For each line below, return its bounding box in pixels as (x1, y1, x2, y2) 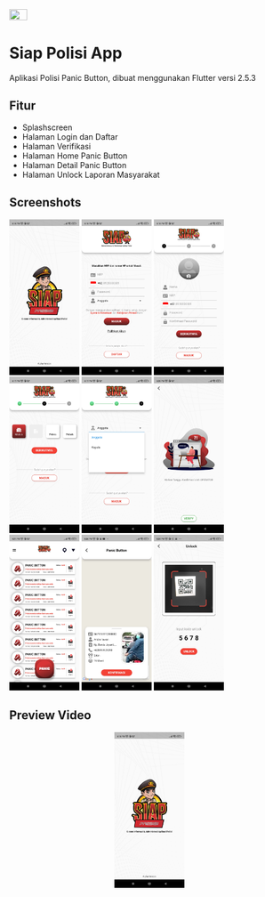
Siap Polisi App (9, 44, 123, 63)
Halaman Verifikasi (21, 141, 92, 151)
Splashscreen (21, 122, 73, 133)
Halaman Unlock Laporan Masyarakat (21, 169, 160, 180)
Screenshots (9, 195, 82, 210)
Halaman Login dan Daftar (21, 131, 118, 141)
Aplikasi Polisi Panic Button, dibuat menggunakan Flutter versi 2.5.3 (9, 72, 256, 83)
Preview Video (9, 707, 92, 723)
